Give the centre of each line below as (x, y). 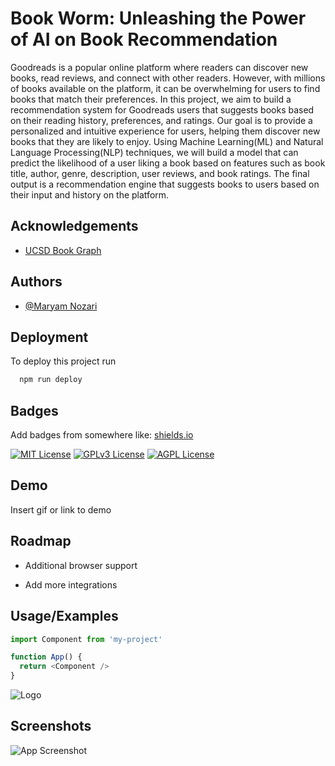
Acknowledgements (74, 226)
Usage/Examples (64, 616)
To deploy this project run (63, 361)
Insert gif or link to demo (61, 509)
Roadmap (41, 541)
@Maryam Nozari (61, 306)
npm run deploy (51, 380)
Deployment (49, 337)
